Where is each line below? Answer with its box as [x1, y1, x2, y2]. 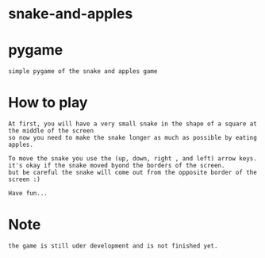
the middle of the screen [8, 127, 94, 135]
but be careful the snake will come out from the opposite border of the [8, 168, 258, 177]
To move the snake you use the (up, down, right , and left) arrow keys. [8, 155, 258, 163]
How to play [8, 94, 88, 112]
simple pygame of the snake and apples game [8, 67, 158, 75]
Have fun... [8, 190, 48, 198]
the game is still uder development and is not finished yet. [8, 242, 218, 250]
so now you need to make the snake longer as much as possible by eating [8, 134, 258, 142]
